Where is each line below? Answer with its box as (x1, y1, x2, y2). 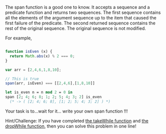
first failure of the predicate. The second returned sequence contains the (5, 20, 156, 26)
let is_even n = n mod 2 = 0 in (5, 90, 72, 95)
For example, (5, 35, 32, 41)
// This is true (5, 76, 39, 81)
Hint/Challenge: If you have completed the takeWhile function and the (5, 118, 148, 124)
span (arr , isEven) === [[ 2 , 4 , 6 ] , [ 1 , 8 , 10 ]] (5, 81, 95, 86)
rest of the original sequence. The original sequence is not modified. (5, 25, 146, 31)
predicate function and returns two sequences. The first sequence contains (5, 9, 161, 15)
